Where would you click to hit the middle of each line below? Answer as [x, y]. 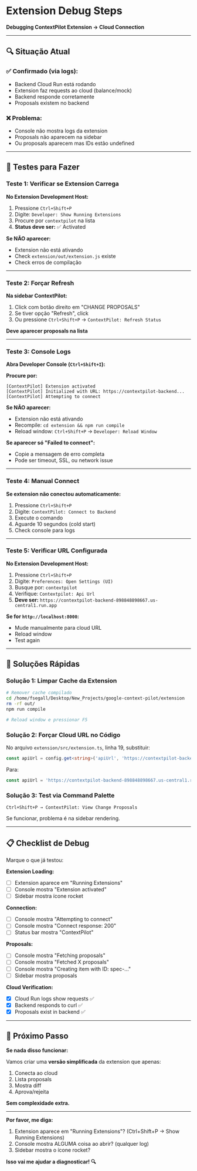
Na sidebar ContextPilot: [37, 296]
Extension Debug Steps [64, 11]
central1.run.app [36, 605]
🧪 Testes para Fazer [43, 167]
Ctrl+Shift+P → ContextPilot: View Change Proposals [72, 807]
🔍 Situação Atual [38, 52]
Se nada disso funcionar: [37, 1050]
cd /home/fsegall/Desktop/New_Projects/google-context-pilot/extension [95, 698]
